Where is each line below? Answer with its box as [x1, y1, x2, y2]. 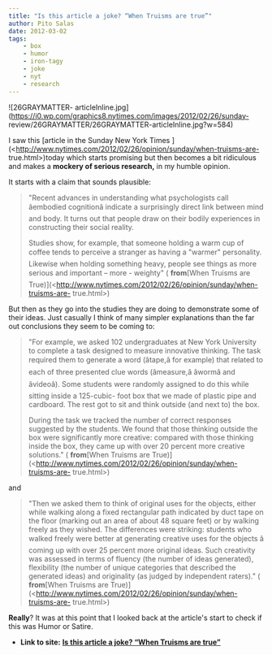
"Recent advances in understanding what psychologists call [28, 193, 229, 202]
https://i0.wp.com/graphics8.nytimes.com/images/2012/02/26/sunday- [11, 111, 249, 120]
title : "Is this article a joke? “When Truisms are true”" [8, 11, 213, 20]
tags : [8, 34, 27, 43]
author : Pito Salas [8, 20, 75, 28]
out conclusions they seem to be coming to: [8, 321, 155, 331]
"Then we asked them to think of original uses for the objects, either [28, 498, 257, 508]
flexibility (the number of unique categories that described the [28, 562, 237, 572]
